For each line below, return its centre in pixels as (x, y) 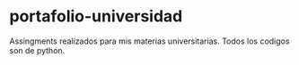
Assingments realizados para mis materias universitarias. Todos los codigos (149, 41)
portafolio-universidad (96, 16)
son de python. (37, 50)
